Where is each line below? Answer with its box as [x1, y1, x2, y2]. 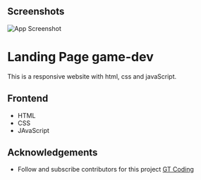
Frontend [7, 93, 49, 105]
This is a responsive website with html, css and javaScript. [7, 72, 177, 80]
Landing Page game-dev [7, 49, 154, 65]
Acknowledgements [7, 146, 98, 158]
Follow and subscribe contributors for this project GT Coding [17, 165, 194, 174]
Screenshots [7, 6, 65, 18]
